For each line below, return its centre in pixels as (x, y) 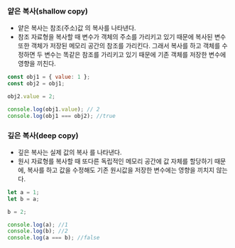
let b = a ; (23, 199)
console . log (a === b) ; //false (54, 238)
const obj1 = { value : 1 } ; (49, 77)
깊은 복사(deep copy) (43, 135)
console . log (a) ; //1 (38, 225)
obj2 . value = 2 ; (31, 97)
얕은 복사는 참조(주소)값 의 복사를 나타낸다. (77, 28)
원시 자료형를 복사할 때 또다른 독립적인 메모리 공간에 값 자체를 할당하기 (115, 161)
